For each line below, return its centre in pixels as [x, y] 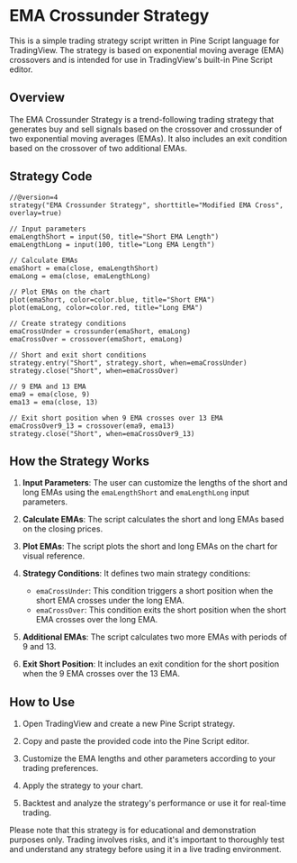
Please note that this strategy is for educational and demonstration [133, 831]
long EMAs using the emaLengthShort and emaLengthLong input [136, 493]
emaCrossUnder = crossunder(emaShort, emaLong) [100, 331]
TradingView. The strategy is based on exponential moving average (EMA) [147, 50]
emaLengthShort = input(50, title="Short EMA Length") [114, 236]
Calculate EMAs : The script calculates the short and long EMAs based [153, 520]
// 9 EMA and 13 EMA [48, 386]
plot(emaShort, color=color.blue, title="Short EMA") [112, 300]
